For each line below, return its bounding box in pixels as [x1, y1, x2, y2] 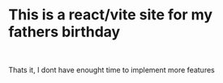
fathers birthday [8, 23, 121, 41]
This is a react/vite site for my [8, 6, 213, 24]
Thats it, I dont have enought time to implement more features [8, 64, 215, 74]
